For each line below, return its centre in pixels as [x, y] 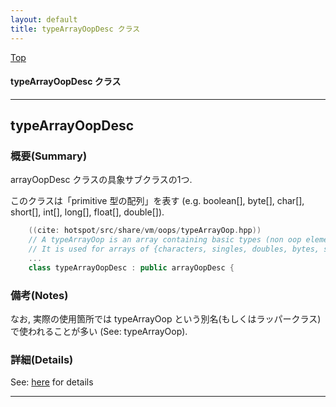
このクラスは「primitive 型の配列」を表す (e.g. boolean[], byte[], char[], [157, 201]
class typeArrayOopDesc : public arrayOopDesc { [131, 267]
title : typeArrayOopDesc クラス [75, 29]
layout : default [44, 19]
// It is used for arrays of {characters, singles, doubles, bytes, [174, 249]
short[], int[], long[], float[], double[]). [87, 212]
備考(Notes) [39, 295]
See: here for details [52, 382]
